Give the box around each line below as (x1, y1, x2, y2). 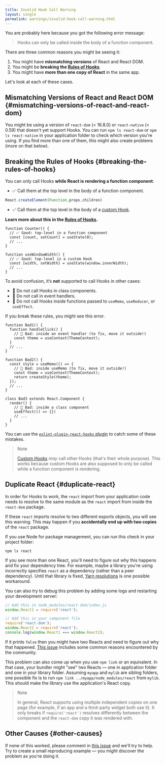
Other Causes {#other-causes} (5, 729, 102, 738)
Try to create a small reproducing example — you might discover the (5, 748, 144, 754)
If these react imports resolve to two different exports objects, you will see (5, 513, 157, 519)
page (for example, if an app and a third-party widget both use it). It (17, 704, 155, 711)
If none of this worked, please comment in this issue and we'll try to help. (5, 742, 154, 748)
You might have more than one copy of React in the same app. (12, 69, 140, 75)
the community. (5, 649, 37, 655)
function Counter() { (5, 226, 50, 231)
